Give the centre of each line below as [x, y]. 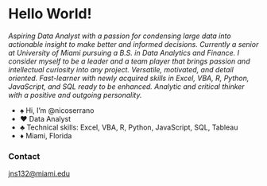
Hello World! [50, 14]
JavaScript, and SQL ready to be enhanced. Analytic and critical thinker [126, 86]
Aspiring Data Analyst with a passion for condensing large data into [120, 36]
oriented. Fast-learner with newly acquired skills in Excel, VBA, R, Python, [129, 78]
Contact [24, 156]
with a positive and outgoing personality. [75, 95]
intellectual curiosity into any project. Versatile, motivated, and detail [121, 69]
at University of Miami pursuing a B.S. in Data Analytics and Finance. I [124, 52]
